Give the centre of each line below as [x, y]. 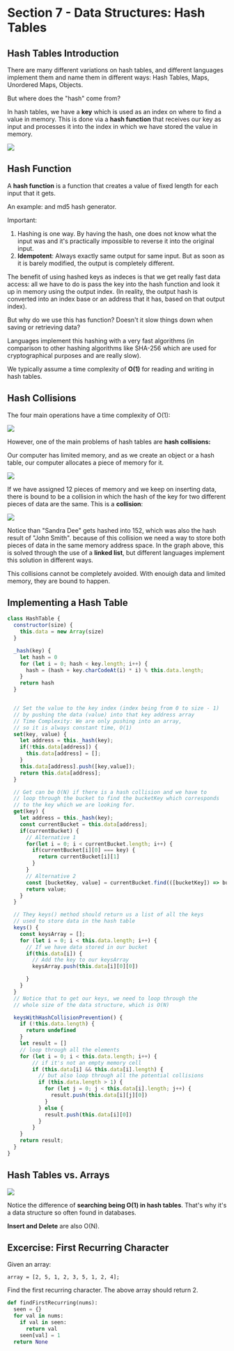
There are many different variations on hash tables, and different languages [116, 70]
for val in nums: [39, 1316]
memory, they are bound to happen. [58, 581]
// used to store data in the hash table [75, 921]
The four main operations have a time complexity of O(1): [89, 415]
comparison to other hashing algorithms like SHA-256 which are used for [112, 348]
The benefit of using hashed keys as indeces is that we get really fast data [114, 276]
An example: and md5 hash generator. [62, 206]
